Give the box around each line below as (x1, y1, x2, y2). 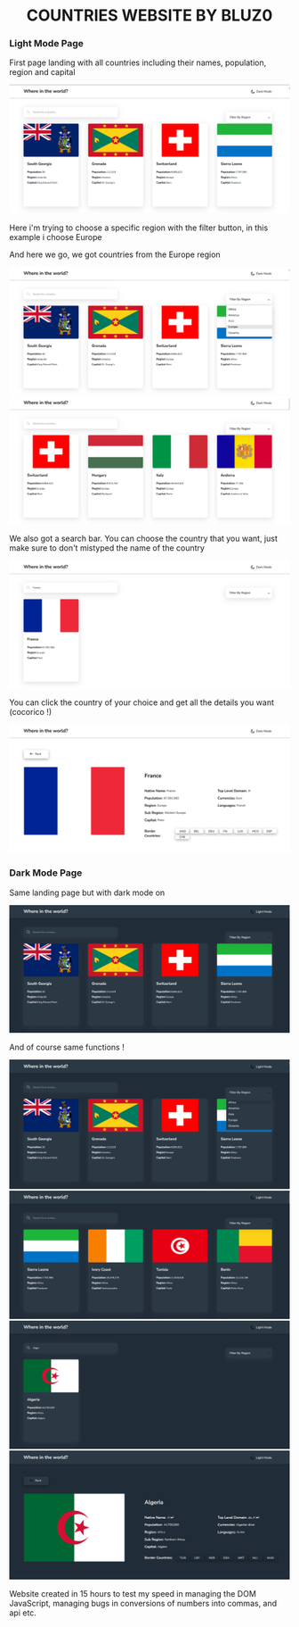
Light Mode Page (9, 37, 85, 50)
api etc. (9, 1607, 37, 1618)
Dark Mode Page (9, 867, 83, 879)
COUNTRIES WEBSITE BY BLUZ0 (26, 5, 273, 26)
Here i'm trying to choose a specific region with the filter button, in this (9, 222, 269, 233)
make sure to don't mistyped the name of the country (9, 542, 205, 553)
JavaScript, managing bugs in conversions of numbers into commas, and (9, 1598, 278, 1609)
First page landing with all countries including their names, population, (9, 57, 267, 68)
